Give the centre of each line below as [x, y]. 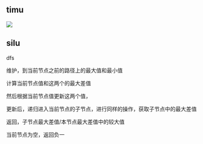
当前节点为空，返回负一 [35, 134]
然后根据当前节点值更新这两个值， [49, 96]
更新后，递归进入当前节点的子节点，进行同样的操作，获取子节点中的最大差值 [101, 109]
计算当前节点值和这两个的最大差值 [49, 83]
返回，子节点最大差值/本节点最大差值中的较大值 [66, 122]
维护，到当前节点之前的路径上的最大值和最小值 [64, 70]
